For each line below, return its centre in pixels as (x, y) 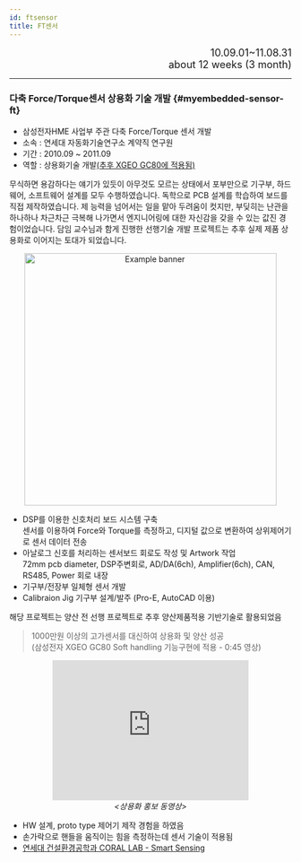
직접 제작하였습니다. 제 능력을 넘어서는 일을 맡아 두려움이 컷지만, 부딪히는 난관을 (149, 206)
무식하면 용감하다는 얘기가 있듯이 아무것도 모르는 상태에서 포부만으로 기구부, (142, 184)
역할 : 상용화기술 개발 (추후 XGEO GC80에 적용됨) (108, 165)
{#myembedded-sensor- (228, 99)
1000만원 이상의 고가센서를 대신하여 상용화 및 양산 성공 (127, 636)
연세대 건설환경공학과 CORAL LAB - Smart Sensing (114, 848)
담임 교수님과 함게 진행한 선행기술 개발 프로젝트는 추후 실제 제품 (168, 229)
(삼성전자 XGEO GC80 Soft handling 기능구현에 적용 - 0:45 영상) (146, 647)
